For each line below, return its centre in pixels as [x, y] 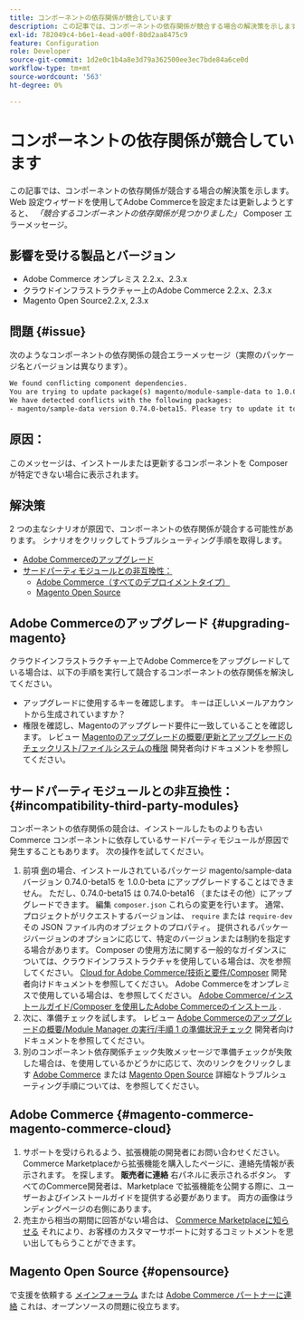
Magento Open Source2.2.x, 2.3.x [85, 301]
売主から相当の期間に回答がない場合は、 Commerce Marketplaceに [148, 1219]
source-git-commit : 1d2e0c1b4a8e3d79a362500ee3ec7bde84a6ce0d [129, 60]
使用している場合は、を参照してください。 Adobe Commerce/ [154, 995]
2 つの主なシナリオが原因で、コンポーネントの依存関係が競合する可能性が [147, 529]
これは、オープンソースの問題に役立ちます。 [102, 1305]
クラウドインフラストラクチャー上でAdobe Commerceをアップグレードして [150, 661]
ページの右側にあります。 [109, 1208]
